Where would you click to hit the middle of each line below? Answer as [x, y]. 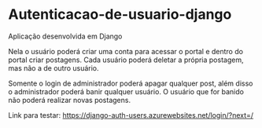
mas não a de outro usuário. [54, 68]
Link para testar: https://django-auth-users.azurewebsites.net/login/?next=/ [131, 115]
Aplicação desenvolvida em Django [65, 36]
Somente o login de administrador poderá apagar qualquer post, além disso [131, 83]
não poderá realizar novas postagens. [70, 100]
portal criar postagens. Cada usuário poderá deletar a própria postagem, [126, 60]
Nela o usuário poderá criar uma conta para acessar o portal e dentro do [126, 51]
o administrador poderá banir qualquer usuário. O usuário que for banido [126, 91]
